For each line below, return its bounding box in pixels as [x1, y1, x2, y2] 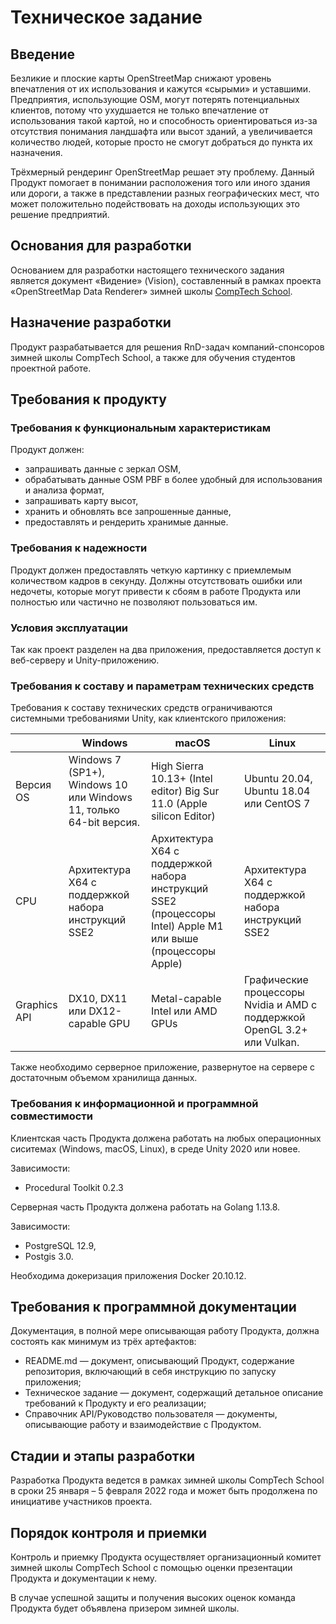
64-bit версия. [68, 816, 141, 830]
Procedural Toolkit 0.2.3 [24, 1181, 124, 1193]
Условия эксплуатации [10, 621, 129, 635]
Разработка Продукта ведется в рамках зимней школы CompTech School [10, 1474, 325, 1486]
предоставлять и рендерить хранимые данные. [24, 516, 229, 528]
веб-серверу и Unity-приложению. [10, 654, 160, 666]
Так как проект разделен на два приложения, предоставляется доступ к [10, 643, 322, 655]
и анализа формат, [24, 484, 105, 496]
